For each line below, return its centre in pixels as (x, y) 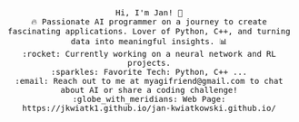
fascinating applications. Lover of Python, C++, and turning (149, 31)
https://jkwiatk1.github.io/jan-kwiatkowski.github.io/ (149, 108)
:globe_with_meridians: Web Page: (149, 99)
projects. (149, 63)
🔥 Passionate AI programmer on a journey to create (149, 22)
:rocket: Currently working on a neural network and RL (149, 54)
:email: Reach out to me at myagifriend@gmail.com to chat (149, 81)
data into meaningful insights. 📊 (149, 41)
